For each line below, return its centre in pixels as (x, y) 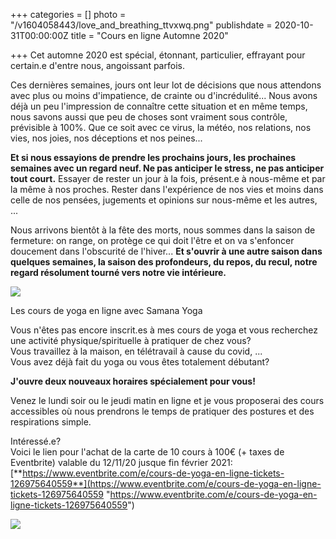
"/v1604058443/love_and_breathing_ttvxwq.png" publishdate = (141, 25)
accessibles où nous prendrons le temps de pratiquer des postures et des (162, 411)
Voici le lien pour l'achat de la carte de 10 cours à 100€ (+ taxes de (147, 452)
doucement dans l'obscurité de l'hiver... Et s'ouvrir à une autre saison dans (166, 251)
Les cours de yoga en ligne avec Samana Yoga (106, 310)
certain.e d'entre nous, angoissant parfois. (97, 65)
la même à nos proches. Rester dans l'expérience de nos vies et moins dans (167, 189)
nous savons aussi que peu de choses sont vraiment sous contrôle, (149, 117)
